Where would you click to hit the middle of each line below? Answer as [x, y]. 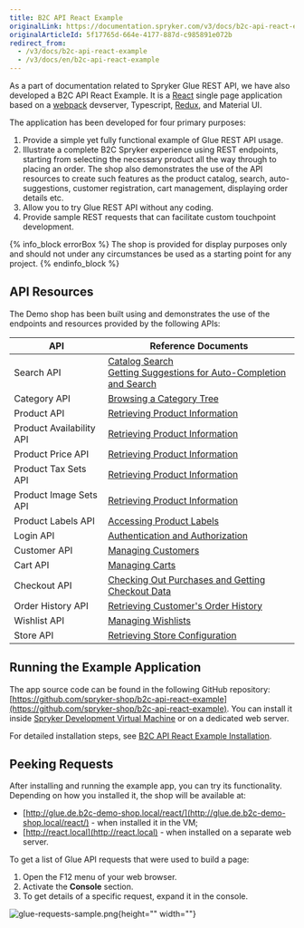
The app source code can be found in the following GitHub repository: [140, 689]
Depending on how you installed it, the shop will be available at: [128, 796]
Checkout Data [140, 591]
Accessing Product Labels [164, 520]
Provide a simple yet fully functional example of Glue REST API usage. [153, 140]
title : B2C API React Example [66, 18]
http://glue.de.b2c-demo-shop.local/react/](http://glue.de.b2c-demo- [156, 813]
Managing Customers [154, 550]
